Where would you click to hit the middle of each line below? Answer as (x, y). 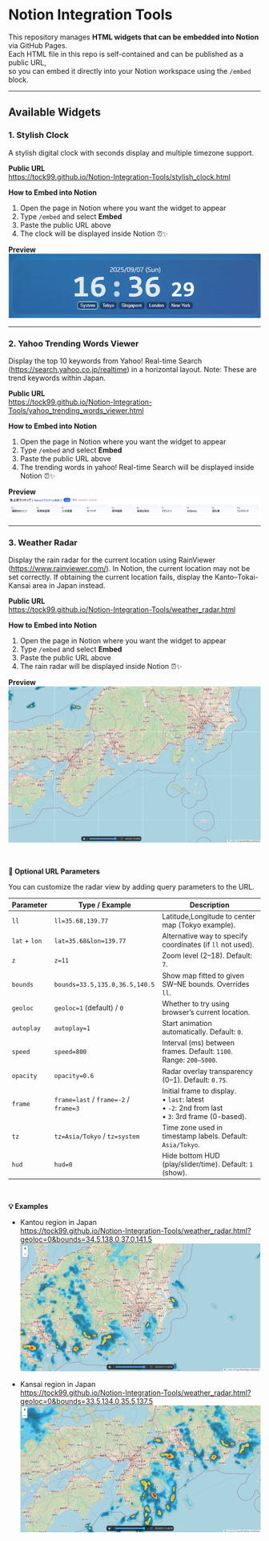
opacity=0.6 (74, 1077)
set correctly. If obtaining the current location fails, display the (111, 577)
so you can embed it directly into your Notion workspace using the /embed (130, 71)
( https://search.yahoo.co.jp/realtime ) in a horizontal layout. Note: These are (133, 369)
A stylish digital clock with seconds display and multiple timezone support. (131, 152)
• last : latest (183, 1099)
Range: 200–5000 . (190, 1060)
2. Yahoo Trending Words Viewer (74, 343)
